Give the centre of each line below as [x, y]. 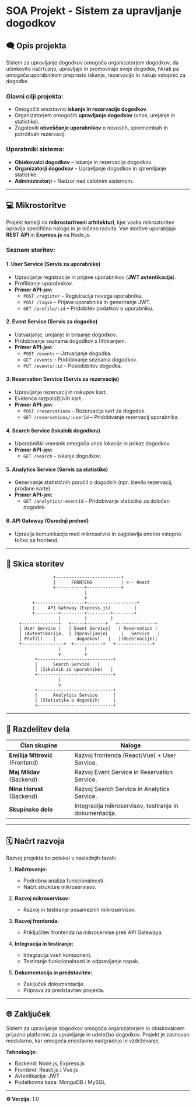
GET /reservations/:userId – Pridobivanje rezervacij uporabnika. [101, 417]
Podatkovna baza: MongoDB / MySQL [60, 1082]
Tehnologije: [22, 1052]
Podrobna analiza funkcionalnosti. [64, 881]
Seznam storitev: [31, 250]
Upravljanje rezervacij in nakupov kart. [61, 392]
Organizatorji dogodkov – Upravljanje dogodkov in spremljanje [90, 168]
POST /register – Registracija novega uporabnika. [83, 296]
